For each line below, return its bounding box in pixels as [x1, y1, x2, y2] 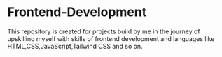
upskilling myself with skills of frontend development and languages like [7, 34, 215, 42]
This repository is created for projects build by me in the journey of [7, 27, 201, 35]
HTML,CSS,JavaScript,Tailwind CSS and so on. [7, 42, 143, 50]
